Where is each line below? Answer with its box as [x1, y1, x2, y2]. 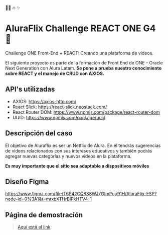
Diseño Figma [5, 177, 49, 186]
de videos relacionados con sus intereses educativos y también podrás [5, 147, 152, 153]
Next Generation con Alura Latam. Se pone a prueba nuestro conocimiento [5, 65, 162, 71]
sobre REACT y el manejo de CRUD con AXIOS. [5, 70, 104, 76]
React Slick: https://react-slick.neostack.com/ [12, 104, 107, 110]
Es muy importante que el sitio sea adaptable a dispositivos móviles [5, 163, 149, 169]
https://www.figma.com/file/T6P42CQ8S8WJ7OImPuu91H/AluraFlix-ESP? [5, 191, 157, 197]
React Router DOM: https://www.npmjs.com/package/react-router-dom [12, 109, 160, 115]
